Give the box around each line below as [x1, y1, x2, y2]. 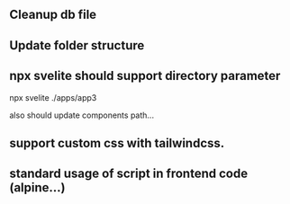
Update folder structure [9, 38, 145, 53]
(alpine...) [9, 180, 66, 196]
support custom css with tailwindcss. [9, 135, 225, 151]
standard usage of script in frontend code [9, 166, 249, 182]
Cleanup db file [9, 7, 97, 22]
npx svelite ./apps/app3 [9, 92, 97, 102]
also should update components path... [9, 110, 155, 120]
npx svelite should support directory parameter [9, 68, 281, 84]
